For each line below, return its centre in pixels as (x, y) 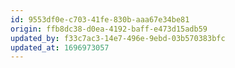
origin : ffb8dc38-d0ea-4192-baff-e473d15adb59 (109, 29)
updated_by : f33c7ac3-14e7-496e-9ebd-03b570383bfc (118, 38)
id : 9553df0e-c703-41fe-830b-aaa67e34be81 (100, 19)
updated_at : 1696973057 (60, 47)
